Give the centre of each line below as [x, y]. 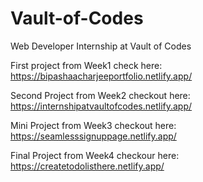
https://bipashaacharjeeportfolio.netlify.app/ [101, 76]
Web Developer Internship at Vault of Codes [101, 46]
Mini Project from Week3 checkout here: [93, 125]
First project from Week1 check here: [86, 65]
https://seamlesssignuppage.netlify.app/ [93, 136]
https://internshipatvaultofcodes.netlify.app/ [101, 106]
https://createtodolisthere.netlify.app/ [87, 166]
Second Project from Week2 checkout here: [100, 95]
